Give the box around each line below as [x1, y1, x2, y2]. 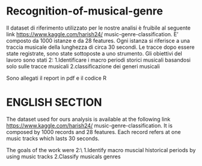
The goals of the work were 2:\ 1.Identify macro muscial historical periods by [6, 146, 196, 153]
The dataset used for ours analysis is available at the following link [6, 115, 171, 123]
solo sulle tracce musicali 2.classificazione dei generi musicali [6, 62, 161, 70]
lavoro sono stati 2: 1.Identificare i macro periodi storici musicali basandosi [6, 56, 191, 63]
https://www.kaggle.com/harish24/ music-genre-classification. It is [6, 122, 173, 129]
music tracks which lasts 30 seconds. [6, 135, 100, 142]
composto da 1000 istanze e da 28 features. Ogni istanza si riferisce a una [6, 37, 191, 44]
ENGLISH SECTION [6, 95, 102, 109]
